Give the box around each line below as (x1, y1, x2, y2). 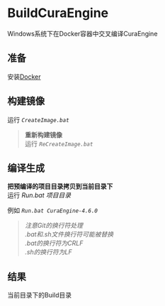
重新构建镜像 (24, 130, 62, 139)
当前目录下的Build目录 (7, 291, 72, 300)
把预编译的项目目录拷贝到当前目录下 (7, 182, 113, 191)
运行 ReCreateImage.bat (24, 139, 93, 148)
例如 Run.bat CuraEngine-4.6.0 (7, 206, 98, 214)
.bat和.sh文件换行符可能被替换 (24, 230, 114, 239)
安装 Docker (7, 72, 41, 81)
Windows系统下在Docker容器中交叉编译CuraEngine (7, 29, 158, 38)
